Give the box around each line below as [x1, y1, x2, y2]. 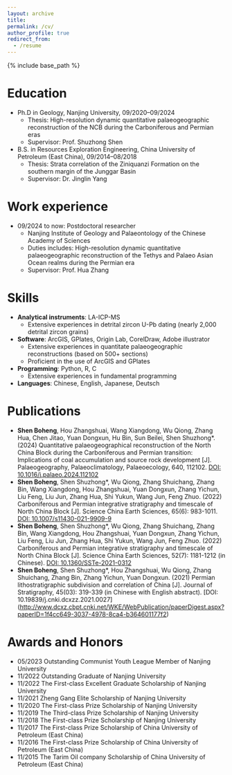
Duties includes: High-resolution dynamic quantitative [27, 244, 181, 252]
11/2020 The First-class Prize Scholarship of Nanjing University [17, 701, 197, 709]
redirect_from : [7, 36, 51, 43]
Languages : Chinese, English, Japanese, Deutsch [17, 379, 160, 387]
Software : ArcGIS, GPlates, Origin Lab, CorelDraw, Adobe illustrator [17, 335, 210, 343]
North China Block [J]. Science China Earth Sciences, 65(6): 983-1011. [17, 507, 218, 516]
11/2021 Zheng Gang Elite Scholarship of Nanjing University [17, 693, 186, 702]
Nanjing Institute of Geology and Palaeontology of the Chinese [27, 229, 206, 237]
